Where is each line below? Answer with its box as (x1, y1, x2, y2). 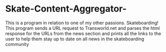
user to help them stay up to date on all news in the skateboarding (5, 36, 145, 42)
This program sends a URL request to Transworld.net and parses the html (5, 25, 160, 31)
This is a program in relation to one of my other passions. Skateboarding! (5, 20, 159, 26)
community (5, 41, 29, 47)
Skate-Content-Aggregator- (5, 3, 127, 15)
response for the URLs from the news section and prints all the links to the (5, 30, 161, 36)
